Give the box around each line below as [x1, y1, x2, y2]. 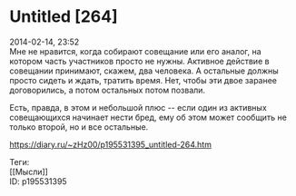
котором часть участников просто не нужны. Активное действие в [9, 55, 270, 66]
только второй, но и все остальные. [9, 121, 149, 132]
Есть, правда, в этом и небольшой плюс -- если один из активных [9, 102, 268, 113]
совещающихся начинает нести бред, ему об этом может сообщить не [9, 112, 288, 122]
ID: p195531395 [9, 175, 67, 187]
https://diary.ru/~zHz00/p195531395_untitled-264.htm [9, 139, 212, 150]
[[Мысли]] [9, 166, 48, 177]
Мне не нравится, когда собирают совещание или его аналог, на [9, 45, 261, 56]
